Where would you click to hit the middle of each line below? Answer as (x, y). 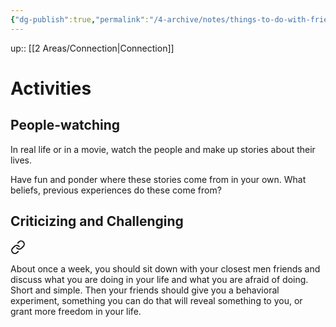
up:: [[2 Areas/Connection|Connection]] (92, 48)
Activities (51, 88)
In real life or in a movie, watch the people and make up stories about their (163, 149)
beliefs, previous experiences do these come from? (116, 190)
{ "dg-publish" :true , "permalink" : (80, 19)
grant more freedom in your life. (76, 312)
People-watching (65, 125)
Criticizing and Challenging (97, 221)
